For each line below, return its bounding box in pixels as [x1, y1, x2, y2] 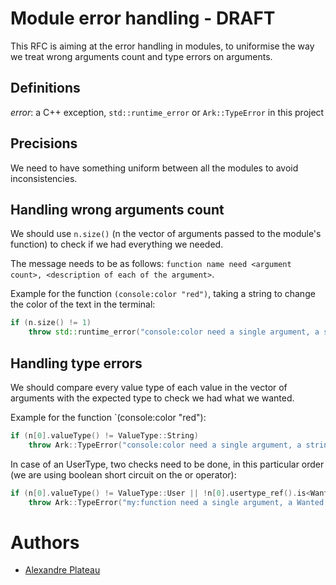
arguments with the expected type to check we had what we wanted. [10, 392, 295, 404]
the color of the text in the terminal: [10, 298, 156, 311]
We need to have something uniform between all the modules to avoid [10, 162, 299, 174]
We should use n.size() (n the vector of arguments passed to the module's [10, 228, 322, 240]
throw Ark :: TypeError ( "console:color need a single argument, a [28, 440, 302, 450]
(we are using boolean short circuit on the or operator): [10, 468, 237, 481]
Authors [10, 531, 80, 554]
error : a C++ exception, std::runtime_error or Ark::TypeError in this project [10, 106, 325, 118]
